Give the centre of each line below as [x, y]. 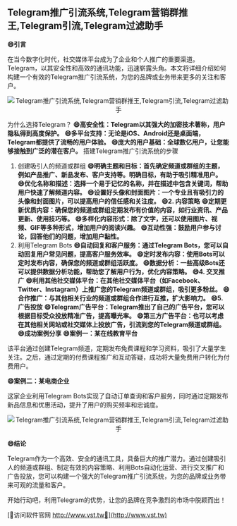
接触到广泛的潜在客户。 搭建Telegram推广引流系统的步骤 [96, 151]
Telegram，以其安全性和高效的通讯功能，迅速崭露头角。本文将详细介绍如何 [117, 68]
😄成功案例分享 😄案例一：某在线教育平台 [77, 333]
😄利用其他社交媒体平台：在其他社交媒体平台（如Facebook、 [115, 280]
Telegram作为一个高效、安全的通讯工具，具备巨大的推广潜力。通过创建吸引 [117, 458]
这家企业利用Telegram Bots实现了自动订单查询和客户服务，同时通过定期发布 [118, 396]
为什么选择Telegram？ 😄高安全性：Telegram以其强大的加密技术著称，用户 [116, 124]
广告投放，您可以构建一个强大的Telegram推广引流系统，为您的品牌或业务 [114, 476]
